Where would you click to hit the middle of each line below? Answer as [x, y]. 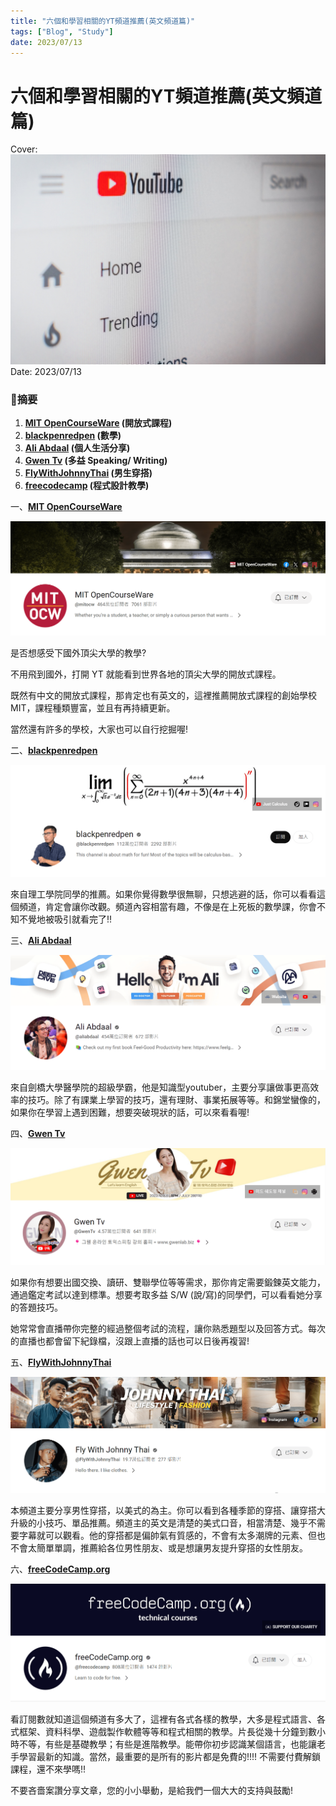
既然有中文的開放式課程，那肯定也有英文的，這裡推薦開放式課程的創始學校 [163, 695]
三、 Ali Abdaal [41, 941]
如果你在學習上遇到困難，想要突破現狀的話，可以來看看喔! [130, 1112]
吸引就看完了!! [83, 919]
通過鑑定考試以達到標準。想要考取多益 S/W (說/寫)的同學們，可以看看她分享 [166, 1294]
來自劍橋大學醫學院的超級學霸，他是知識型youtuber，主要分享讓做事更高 [160, 1087]
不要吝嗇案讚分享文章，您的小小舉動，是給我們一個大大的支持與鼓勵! [152, 1790]
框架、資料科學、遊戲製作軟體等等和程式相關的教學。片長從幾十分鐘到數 [167, 1731]
